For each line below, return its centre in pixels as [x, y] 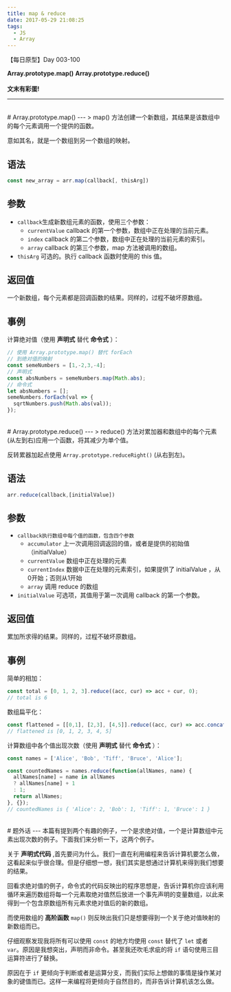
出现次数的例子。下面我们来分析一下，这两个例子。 [85, 839]
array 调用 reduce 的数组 [63, 586]
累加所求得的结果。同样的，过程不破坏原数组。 [73, 637]
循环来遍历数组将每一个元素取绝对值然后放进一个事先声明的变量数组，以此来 [115, 894]
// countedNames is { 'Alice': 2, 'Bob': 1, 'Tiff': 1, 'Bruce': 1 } [109, 809]
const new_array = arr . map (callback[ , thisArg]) [78, 180]
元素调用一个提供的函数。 [61, 126]
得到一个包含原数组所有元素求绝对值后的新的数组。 [79, 902]
